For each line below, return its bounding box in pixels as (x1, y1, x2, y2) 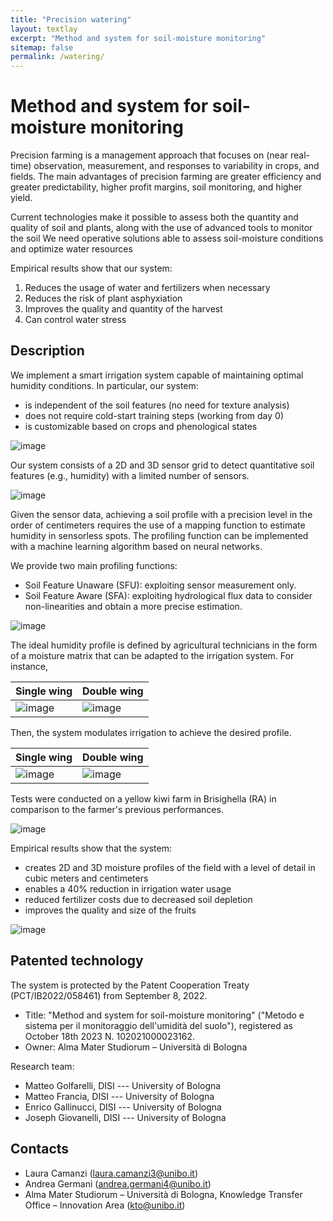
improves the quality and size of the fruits (24, 904, 197, 916)
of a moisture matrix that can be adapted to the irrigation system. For (10, 649, 295, 661)
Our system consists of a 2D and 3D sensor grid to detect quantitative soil (10, 459, 315, 471)
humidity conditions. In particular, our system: (10, 379, 199, 391)
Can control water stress (24, 314, 127, 326)
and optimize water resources (10, 243, 133, 255)
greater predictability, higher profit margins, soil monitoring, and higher (10, 181, 303, 193)
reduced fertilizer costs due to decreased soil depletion (24, 893, 253, 905)
